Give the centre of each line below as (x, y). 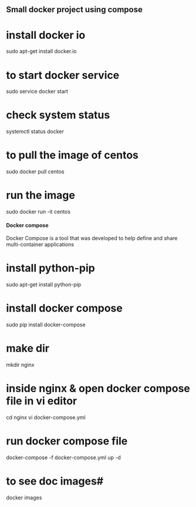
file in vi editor (42, 401)
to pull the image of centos (72, 155)
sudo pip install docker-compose (46, 325)
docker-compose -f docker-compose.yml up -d (64, 457)
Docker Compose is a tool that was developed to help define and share (92, 238)
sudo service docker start (37, 91)
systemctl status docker (35, 131)
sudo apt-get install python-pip (44, 284)
